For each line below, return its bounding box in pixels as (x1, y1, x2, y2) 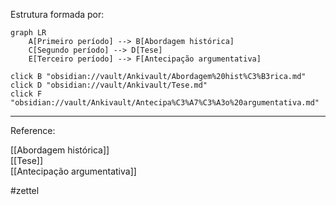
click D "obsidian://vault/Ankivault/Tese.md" (10, 80, 208, 90)
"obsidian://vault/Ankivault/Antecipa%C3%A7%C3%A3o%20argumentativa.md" (10, 98, 320, 108)
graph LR (10, 28, 47, 38)
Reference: (10, 125, 56, 136)
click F (10, 89, 43, 99)
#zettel (10, 185, 40, 196)
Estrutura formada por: (10, 9, 105, 20)
